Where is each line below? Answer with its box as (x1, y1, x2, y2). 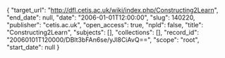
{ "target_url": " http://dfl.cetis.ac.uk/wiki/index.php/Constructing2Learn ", (6, 6, 219, 14)
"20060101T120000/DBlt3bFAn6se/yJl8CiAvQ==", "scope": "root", (6, 36, 200, 44)
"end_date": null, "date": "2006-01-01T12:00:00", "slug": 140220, (6, 13, 195, 22)
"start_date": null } (6, 43, 60, 51)
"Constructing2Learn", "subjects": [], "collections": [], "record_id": (6, 28, 199, 36)
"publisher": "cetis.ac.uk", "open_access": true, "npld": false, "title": (6, 21, 204, 29)
